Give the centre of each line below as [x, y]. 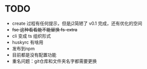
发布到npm [23, 48]
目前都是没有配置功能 [34, 55]
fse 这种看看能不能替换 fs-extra [45, 29]
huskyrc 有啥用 [28, 42]
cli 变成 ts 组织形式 [31, 36]
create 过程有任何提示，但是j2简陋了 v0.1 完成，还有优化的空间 [77, 23]
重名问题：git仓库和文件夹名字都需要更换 [54, 61]
